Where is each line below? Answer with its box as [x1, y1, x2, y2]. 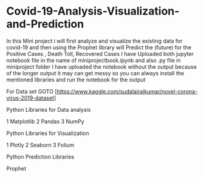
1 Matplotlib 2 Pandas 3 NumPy [6, 117, 84, 125]
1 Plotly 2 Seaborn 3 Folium [6, 141, 75, 148]
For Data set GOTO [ [6, 87, 57, 95]
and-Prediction [6, 17, 84, 31]
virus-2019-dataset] [6, 94, 56, 101]
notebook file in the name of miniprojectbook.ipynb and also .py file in [6, 56, 181, 64]
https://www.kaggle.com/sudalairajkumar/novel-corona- [56, 87, 198, 95]
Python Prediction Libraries [6, 153, 75, 160]
